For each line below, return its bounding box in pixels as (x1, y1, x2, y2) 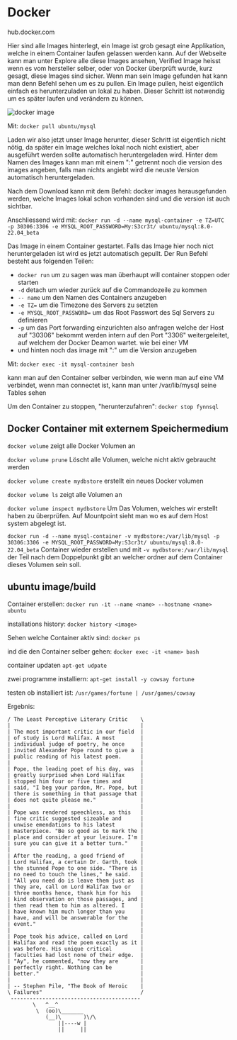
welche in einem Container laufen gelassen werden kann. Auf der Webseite (7, 49, 226, 57)
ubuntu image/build (7, 581, 97, 593)
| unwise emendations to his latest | (7, 821, 144, 828)
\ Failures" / (7, 988, 144, 996)
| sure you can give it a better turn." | (7, 839, 144, 847)
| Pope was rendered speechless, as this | (7, 809, 144, 816)
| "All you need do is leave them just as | (7, 877, 144, 884)
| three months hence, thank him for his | (7, 889, 144, 897)
